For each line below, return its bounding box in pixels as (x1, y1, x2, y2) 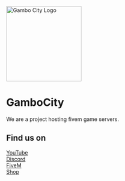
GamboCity (6, 96, 64, 109)
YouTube (6, 149, 28, 156)
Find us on (6, 133, 46, 143)
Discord (6, 155, 26, 162)
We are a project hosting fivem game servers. (6, 115, 119, 123)
